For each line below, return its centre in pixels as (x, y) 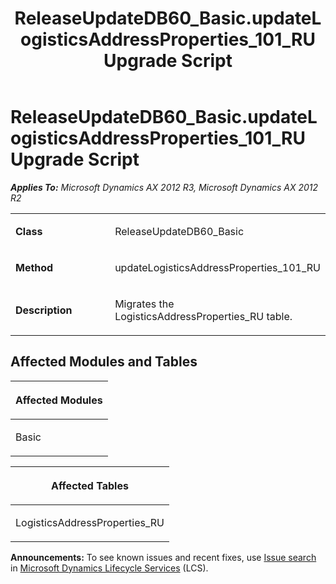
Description (44, 310)
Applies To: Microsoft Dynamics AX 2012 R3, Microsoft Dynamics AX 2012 (164, 187)
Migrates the (144, 304)
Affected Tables (90, 485)
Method (34, 267)
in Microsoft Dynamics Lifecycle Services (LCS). (109, 568)
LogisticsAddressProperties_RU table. (203, 316)
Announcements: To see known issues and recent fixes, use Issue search (163, 557)
